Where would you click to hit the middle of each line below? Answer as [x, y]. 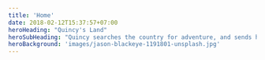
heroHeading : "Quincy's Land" [58, 30]
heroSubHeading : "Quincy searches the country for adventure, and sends [130, 37]
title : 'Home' [32, 15]
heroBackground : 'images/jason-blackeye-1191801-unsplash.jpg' [114, 44]
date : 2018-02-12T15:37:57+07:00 [63, 23]
